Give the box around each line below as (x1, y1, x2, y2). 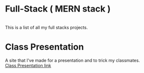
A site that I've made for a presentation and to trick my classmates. (5, 57, 140, 63)
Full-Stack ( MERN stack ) (5, 3, 111, 15)
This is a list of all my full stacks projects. (5, 24, 88, 30)
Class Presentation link (5, 62, 51, 68)
